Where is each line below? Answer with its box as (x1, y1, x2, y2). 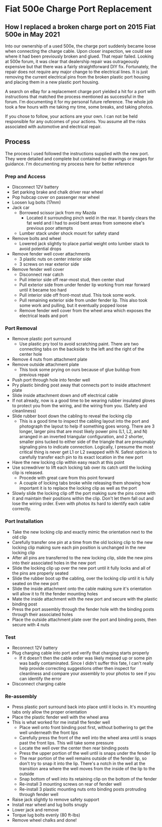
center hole (19, 351, 43, 357)
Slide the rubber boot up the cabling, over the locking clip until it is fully (12, 575, 154, 581)
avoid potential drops (19, 246, 62, 252)
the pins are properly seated (12, 570, 69, 576)
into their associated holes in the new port (12, 560, 96, 566)
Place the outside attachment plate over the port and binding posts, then (12, 617, 157, 622)
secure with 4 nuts (12, 621, 49, 627)
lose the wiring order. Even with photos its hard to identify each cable (12, 501, 150, 507)
